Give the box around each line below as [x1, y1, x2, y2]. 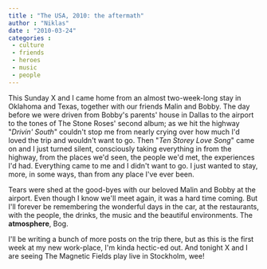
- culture [11, 42, 45, 49]
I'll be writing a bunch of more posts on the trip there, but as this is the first [8, 234, 254, 243]
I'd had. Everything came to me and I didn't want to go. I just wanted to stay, [8, 160, 258, 170]
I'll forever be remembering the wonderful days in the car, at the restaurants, [8, 201, 259, 212]
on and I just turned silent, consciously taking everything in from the [8, 144, 232, 153]
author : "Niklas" [8, 19, 69, 27]
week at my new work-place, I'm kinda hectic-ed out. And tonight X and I [8, 243, 249, 252]
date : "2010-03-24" [8, 26, 77, 34]
